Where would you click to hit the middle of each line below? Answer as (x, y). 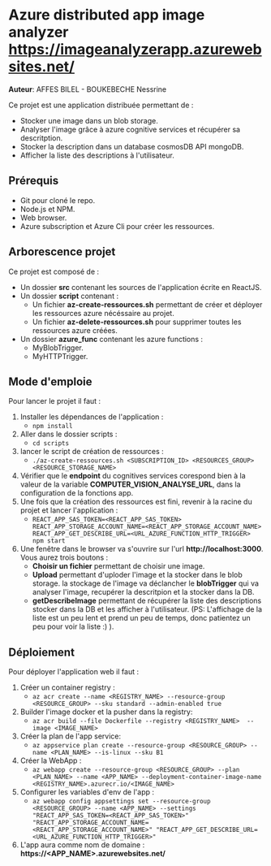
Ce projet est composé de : (54, 271)
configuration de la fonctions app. (77, 493)
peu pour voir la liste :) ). (73, 626)
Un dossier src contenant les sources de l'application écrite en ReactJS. (141, 287)
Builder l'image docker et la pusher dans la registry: (106, 712)
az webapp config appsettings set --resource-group (121, 802)
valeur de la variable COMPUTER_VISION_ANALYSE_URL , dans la (130, 484)
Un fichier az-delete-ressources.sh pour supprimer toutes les (137, 322)
